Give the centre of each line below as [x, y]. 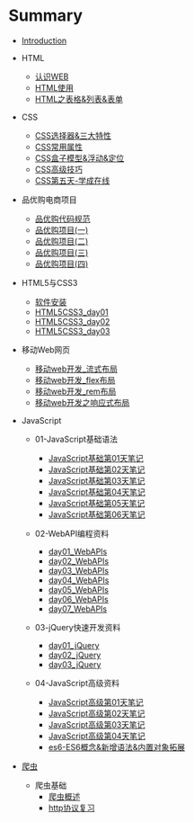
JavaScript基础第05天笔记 [97, 503]
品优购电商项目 [49, 200]
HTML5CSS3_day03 [72, 331]
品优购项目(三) [62, 252]
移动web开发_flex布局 [75, 380]
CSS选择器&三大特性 [73, 135]
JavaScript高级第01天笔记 [96, 701]
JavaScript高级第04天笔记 [97, 736]
